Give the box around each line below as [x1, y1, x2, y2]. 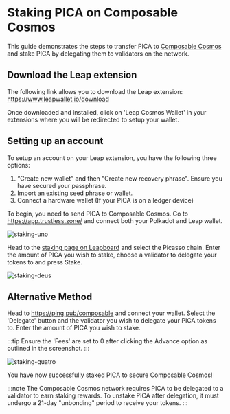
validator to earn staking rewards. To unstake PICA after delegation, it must [7, 391, 220, 400]
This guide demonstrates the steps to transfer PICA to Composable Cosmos [7, 42, 222, 50]
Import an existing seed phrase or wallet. [16, 189, 133, 197]
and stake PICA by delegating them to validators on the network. [7, 49, 189, 58]
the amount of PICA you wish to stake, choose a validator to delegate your [7, 251, 218, 259]
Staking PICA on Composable [7, 5, 179, 21]
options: [7, 161, 31, 169]
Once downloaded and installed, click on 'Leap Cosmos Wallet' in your [7, 108, 207, 116]
